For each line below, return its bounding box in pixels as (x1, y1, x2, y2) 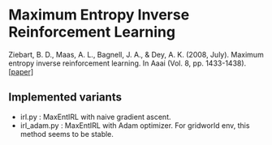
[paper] (8, 66, 34, 76)
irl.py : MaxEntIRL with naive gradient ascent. (19, 112, 172, 122)
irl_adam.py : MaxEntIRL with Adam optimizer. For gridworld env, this (19, 120, 250, 130)
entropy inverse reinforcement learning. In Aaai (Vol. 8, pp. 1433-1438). (8, 58, 247, 68)
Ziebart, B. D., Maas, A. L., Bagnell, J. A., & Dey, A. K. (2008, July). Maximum (8, 49, 264, 59)
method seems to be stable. (19, 129, 114, 139)
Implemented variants (8, 91, 122, 104)
